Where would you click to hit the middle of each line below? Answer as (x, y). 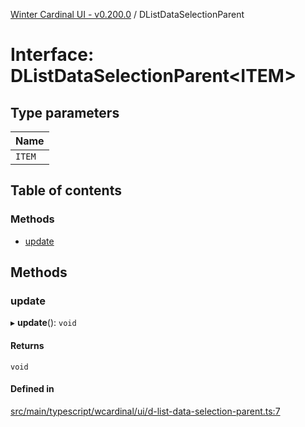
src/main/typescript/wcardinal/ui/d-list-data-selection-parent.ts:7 (145, 411)
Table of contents (66, 190)
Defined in (32, 389)
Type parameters (65, 112)
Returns (27, 345)
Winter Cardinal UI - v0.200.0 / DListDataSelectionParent (127, 14)
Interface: (52, 55)
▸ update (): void (43, 323)
